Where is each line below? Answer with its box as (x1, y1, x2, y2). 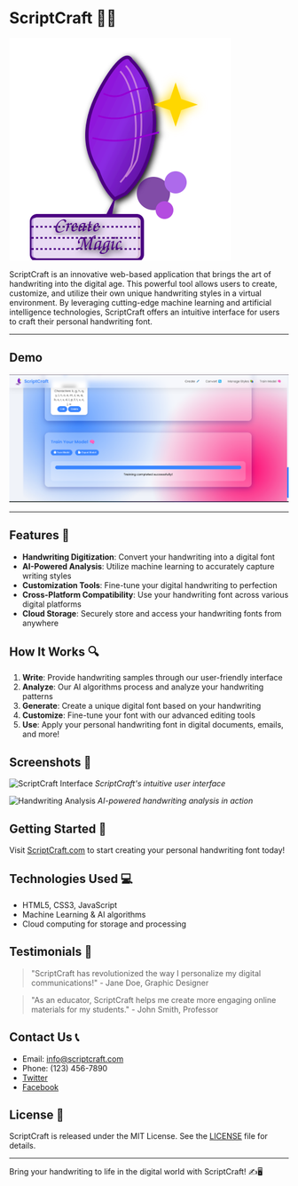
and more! (21, 728, 60, 740)
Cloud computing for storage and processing (21, 919, 187, 929)
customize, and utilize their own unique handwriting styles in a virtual (9, 288, 262, 298)
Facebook (21, 1081, 59, 1092)
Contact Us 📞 (9, 1030, 80, 1045)
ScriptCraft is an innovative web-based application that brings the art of (9, 268, 272, 279)
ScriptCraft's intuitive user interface (94, 778, 226, 789)
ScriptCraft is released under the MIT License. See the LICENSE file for (9, 1131, 269, 1142)
